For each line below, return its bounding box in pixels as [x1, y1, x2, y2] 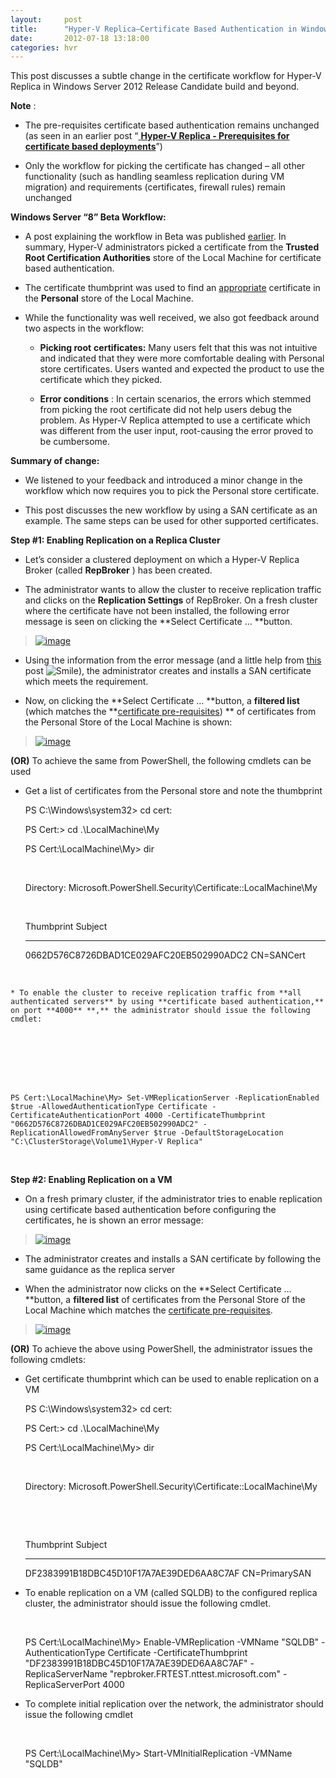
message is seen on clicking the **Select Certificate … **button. [24, 616, 293, 628]
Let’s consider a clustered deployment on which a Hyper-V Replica [24, 554, 300, 566]
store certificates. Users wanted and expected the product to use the [39, 363, 325, 375]
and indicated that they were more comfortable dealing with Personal [39, 352, 325, 365]
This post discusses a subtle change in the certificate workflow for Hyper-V [10, 70, 322, 82]
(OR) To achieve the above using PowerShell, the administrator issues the [10, 1343, 313, 1355]
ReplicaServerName [24, 1668, 108, 1680]
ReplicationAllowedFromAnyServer [10, 1128, 150, 1138]
